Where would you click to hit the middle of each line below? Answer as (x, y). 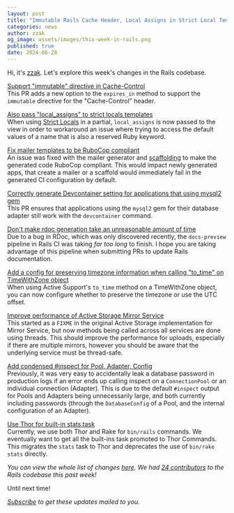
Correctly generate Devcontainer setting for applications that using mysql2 (114, 193)
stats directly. (28, 454)
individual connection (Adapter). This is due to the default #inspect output (113, 388)
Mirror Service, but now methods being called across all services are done (114, 330)
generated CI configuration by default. (62, 179)
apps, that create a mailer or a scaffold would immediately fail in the (104, 172)
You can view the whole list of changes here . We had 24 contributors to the (116, 467)
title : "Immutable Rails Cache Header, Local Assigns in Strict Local (112, 20)
